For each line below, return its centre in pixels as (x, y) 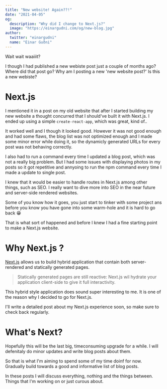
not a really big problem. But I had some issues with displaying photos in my (83, 162)
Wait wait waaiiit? (23, 56)
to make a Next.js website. (32, 228)
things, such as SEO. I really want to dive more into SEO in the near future (80, 187)
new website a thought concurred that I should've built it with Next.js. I (78, 116)
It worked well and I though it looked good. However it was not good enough (83, 131)
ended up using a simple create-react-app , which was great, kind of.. (76, 121)
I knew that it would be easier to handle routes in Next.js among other (76, 182)
